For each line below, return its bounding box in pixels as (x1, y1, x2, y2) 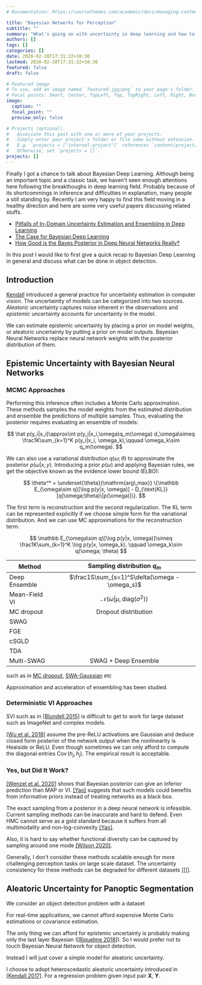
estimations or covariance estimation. (6, 918, 99, 925)
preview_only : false (11, 114, 63, 120)
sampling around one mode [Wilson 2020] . (6, 842, 112, 849)
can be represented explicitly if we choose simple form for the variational (6, 510, 188, 518)
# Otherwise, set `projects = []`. (6, 148, 101, 154)
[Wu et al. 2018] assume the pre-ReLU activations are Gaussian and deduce (6, 730, 194, 738)
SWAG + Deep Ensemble (89, 657, 159, 665)
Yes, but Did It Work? (6, 766, 69, 775)
